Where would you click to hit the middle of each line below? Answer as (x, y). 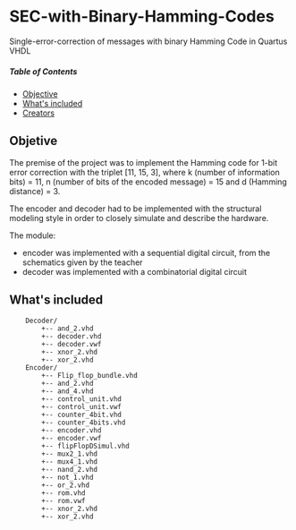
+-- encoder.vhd (72, 430)
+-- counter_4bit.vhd (82, 415)
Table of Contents (43, 71)
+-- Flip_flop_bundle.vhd (90, 375)
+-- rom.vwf (64, 500)
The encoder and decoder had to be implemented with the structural (135, 209)
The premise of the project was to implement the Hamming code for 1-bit (144, 162)
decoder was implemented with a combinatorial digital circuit (135, 271)
